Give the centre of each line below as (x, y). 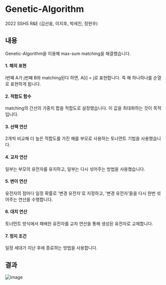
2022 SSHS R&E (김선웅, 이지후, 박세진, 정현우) (52, 23)
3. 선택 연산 (16, 126)
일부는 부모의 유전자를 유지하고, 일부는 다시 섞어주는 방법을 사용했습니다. (75, 169)
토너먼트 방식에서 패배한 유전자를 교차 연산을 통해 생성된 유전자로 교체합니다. (79, 224)
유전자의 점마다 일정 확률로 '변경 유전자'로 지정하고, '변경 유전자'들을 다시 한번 (81, 193)
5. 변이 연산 (16, 181)
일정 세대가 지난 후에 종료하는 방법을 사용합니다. (52, 248)
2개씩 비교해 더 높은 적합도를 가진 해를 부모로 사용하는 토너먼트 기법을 (73, 139)
